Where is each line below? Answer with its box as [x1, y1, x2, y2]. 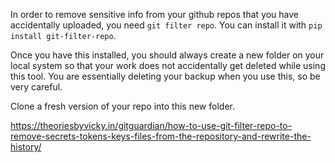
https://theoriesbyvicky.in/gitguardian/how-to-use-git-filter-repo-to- [10, 120, 293, 131]
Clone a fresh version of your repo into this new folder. [10, 100, 235, 112]
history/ [10, 141, 42, 153]
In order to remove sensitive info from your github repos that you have [10, 9, 299, 20]
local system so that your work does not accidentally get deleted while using [10, 60, 326, 71]
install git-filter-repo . [10, 30, 117, 41]
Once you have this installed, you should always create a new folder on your [10, 49, 325, 61]
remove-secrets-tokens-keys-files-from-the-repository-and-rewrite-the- [10, 130, 312, 142]
